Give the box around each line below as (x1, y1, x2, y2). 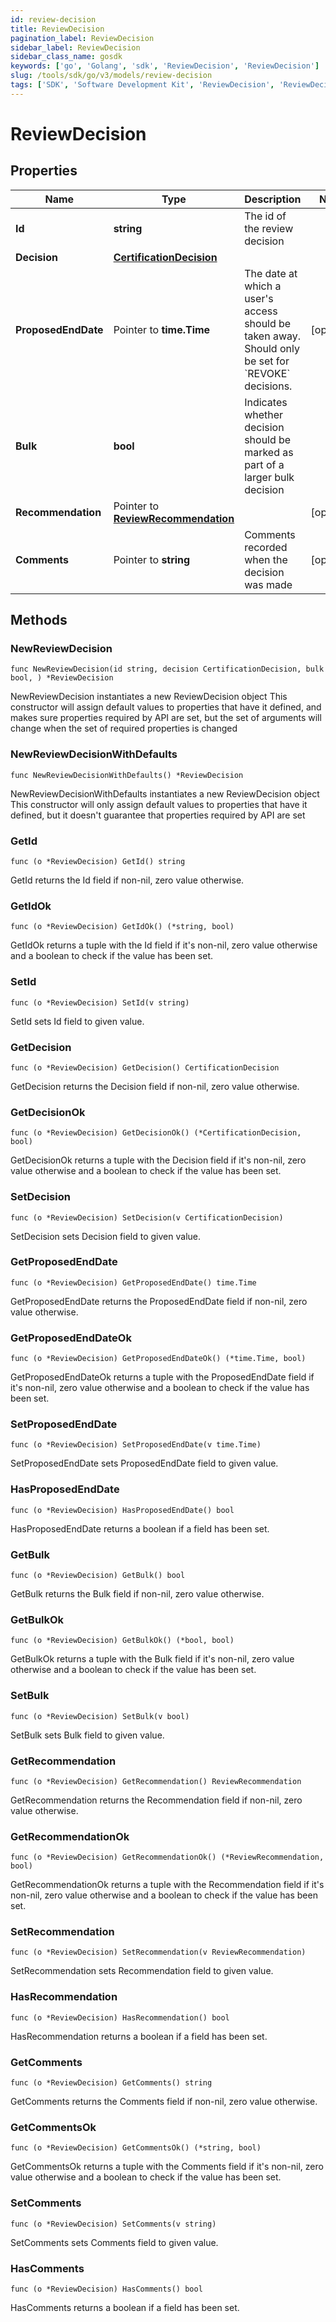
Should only (244, 341, 300, 355)
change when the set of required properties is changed (10, 722, 238, 735)
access (244, 304, 278, 318)
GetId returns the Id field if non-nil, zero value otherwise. (10, 874, 245, 886)
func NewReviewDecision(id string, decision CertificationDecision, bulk (10, 664, 325, 675)
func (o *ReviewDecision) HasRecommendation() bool (10, 2012, 230, 2023)
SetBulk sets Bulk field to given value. (10, 1729, 165, 1741)
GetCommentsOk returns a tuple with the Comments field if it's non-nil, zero (10, 2161, 324, 2173)
